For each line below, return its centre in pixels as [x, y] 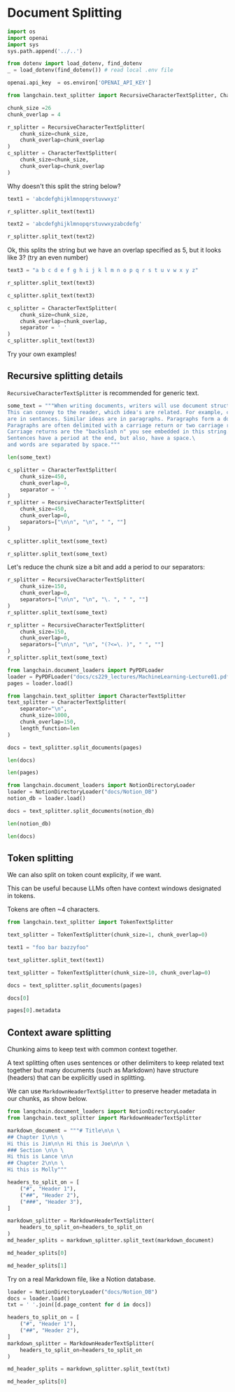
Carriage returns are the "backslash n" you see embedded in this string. [119, 432]
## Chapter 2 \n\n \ [36, 1163]
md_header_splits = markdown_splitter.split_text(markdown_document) [111, 1240]
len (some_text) [29, 457]
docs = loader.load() [39, 1298]
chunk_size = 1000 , [45, 716]
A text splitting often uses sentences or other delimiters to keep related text [116, 1063]
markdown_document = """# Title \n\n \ [64, 1130]
